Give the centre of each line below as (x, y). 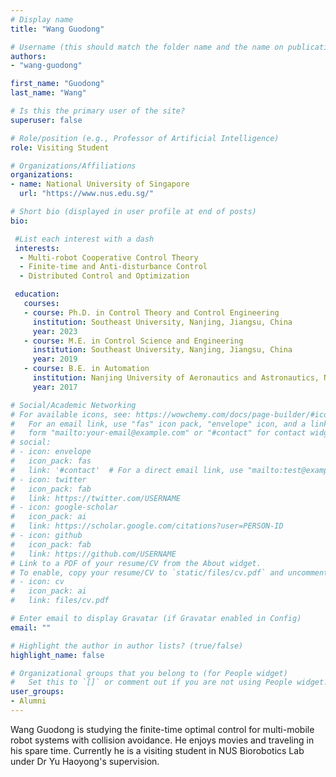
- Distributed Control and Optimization (104, 276)
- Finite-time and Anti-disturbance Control (113, 267)
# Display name (42, 19)
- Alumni (28, 701)
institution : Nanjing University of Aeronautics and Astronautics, (176, 378)
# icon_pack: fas (51, 461)
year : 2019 (55, 359)
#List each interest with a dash (84, 239)
